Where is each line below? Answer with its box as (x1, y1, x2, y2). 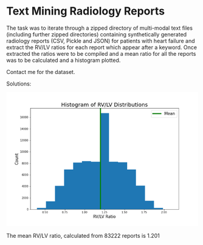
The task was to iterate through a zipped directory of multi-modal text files (6, 24, 193, 32)
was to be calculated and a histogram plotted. (6, 56, 121, 64)
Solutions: (6, 80, 32, 87)
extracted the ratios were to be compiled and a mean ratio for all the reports (6, 50, 196, 57)
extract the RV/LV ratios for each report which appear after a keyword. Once (6, 44, 198, 51)
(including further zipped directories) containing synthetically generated (6, 30, 187, 38)
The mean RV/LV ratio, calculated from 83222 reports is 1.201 (6, 232, 160, 239)
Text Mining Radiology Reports (6, 4, 165, 18)
